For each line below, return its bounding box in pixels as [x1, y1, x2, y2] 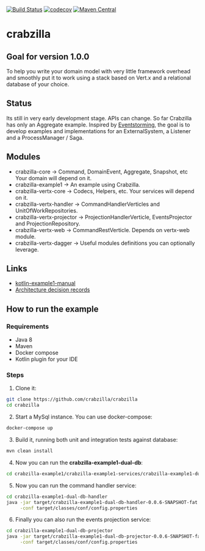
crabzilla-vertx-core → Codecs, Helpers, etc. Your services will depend [15, 187, 195, 195]
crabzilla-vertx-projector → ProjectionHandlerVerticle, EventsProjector [15, 213, 192, 221]
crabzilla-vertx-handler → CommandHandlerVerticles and [15, 200, 160, 208]
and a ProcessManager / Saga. [6, 134, 84, 141]
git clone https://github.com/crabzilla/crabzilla [6, 396, 138, 403]
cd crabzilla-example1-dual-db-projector [6, 528, 113, 534]
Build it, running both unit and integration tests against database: [15, 436, 178, 443]
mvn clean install [6, 448, 53, 454]
